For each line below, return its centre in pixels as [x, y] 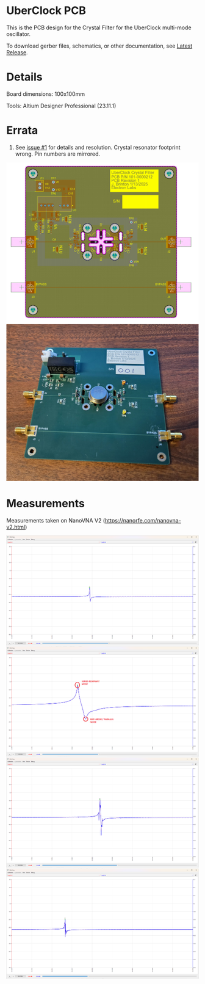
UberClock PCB [46, 11]
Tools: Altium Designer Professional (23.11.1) [61, 106]
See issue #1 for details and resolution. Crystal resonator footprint [98, 147]
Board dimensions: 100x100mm [46, 94]
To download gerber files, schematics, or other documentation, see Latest [99, 46]
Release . [17, 52]
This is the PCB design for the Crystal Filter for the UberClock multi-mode [99, 27]
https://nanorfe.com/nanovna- [143, 520]
